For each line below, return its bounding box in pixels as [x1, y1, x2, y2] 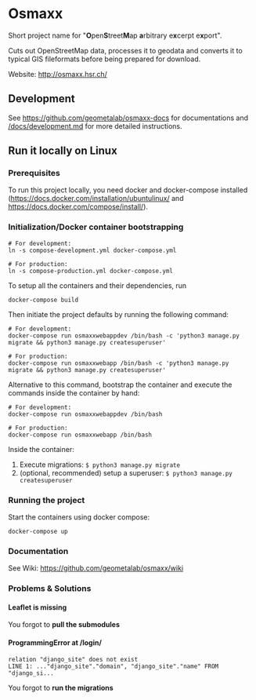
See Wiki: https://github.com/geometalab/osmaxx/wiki [8, 563, 184, 573]
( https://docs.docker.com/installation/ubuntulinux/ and [8, 194, 184, 203]
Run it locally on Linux [8, 144, 117, 158]
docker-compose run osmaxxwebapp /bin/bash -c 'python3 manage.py [8, 359, 229, 367]
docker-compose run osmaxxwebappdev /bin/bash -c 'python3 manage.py [8, 331, 240, 340]
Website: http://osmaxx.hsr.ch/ [8, 69, 107, 78]
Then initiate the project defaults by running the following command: [8, 309, 229, 319]
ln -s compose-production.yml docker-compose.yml [8, 267, 174, 275]
